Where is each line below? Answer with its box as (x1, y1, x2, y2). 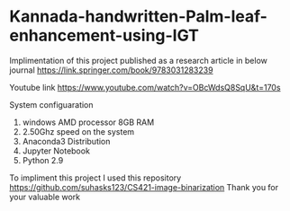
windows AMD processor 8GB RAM (22, 117, 155, 127)
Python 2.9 (22, 154, 64, 165)
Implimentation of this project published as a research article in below (9, 55, 267, 66)
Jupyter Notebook (22, 145, 90, 156)
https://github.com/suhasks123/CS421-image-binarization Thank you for (9, 181, 279, 192)
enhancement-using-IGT (9, 25, 200, 46)
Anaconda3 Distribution (22, 136, 111, 146)
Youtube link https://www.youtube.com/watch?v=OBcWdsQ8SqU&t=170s (9, 82, 281, 92)
